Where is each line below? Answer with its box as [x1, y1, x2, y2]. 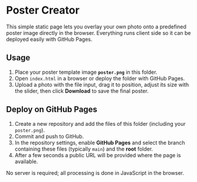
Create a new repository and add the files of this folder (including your [14, 120, 186, 127]
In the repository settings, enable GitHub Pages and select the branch [14, 139, 185, 146]
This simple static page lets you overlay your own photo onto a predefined [6, 23, 187, 30]
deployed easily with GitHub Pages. [6, 35, 93, 43]
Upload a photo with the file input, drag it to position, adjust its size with [14, 81, 189, 88]
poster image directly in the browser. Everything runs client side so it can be [6, 29, 191, 36]
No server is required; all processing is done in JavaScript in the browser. [6, 169, 185, 176]
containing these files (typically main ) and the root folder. [14, 145, 153, 152]
